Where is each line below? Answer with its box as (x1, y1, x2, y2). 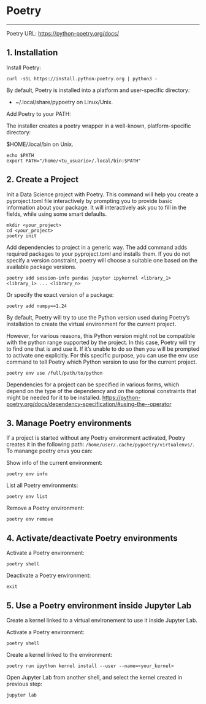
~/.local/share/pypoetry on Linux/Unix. (15, 98, 113, 105)
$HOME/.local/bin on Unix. (6, 140, 74, 148)
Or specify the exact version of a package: (6, 291, 114, 298)
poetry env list (6, 494, 48, 500)
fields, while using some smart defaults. (6, 210, 107, 218)
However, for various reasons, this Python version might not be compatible (6, 332, 195, 339)
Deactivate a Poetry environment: (6, 572, 91, 580)
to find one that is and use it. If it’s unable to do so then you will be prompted (6, 345, 200, 353)
